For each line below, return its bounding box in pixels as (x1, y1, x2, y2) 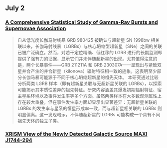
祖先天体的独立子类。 (17, 118, 61, 124)
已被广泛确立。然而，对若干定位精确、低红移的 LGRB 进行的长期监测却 (17, 49, 163, 55)
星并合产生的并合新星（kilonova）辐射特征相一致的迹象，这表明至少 (17, 68, 157, 74)
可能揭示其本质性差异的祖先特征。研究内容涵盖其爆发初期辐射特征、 (17, 86, 158, 92)
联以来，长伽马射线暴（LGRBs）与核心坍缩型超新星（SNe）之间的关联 (17, 43, 163, 49)
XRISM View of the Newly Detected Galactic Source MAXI (5, 130, 148, 137)
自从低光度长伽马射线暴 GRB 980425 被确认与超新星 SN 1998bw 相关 (17, 37, 160, 43)
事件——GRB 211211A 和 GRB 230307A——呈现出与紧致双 (43, 62, 162, 68)
